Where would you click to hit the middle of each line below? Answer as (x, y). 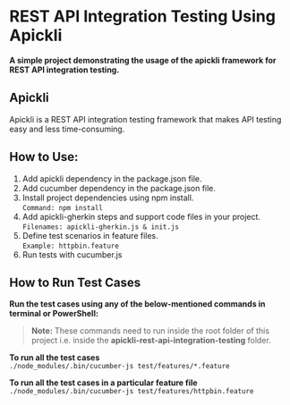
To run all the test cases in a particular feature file (104, 383)
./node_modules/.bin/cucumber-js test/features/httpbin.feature (132, 392)
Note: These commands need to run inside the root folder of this (150, 331)
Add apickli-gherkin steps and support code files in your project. (141, 216)
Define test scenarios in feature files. (90, 235)
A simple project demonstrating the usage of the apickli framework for (143, 60)
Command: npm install (62, 207)
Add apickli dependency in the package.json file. (112, 178)
